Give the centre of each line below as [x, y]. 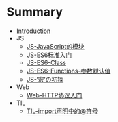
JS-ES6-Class [46, 62]
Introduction [33, 31]
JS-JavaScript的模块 [55, 46]
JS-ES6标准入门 [49, 55]
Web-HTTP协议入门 [54, 95]
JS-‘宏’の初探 [45, 79]
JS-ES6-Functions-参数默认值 [69, 71]
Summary [34, 12]
